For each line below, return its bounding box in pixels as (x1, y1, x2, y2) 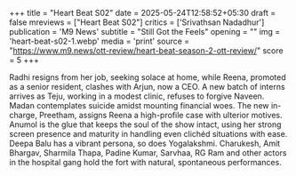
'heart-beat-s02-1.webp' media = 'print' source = (9, 36, 190, 46)
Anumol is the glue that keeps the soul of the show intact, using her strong (9, 119, 282, 130)
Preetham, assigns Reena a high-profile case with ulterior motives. (38, 110, 283, 120)
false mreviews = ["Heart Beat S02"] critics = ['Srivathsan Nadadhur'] (9, 17, 265, 28)
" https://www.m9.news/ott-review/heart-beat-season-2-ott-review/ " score (9, 45, 284, 56)
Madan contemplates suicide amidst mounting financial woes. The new (9, 100, 269, 110)
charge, (9, 110, 37, 120)
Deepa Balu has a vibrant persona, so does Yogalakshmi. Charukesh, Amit (9, 138, 281, 148)
